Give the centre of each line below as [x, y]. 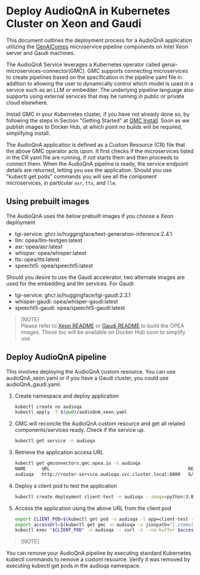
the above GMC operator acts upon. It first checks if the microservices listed [100, 151]
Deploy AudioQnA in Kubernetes [88, 11]
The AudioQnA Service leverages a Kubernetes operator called [83, 64]
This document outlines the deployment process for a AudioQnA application [99, 40]
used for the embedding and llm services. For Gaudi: [71, 283]
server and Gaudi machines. [41, 53]
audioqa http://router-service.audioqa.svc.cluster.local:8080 [97, 474]
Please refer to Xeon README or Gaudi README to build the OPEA [102, 325]
